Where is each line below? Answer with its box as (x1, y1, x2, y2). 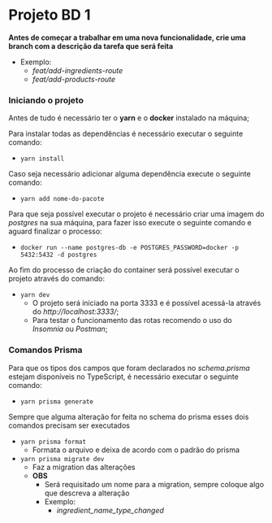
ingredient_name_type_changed (56, 505, 165, 515)
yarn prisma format (19, 438, 87, 446)
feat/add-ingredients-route (32, 65, 123, 75)
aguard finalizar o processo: (8, 226, 103, 237)
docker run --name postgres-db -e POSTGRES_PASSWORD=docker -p (19, 244, 240, 252)
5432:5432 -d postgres (19, 251, 97, 259)
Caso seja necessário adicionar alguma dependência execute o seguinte (8, 169, 252, 179)
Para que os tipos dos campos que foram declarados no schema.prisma (8, 363, 250, 373)
